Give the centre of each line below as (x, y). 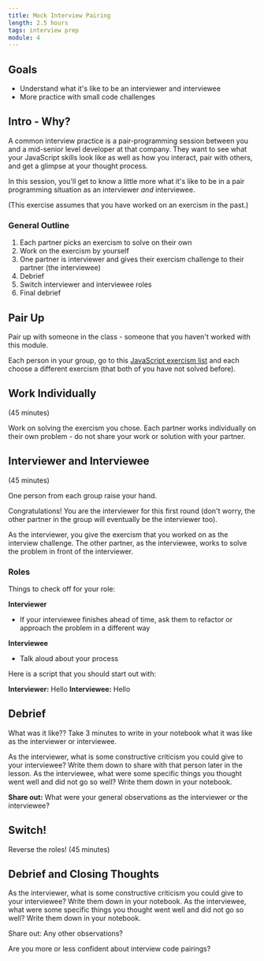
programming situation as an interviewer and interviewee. (102, 190)
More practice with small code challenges (87, 97)
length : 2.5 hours (38, 23)
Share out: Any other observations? (66, 933)
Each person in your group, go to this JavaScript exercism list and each (124, 360)
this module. (28, 345)
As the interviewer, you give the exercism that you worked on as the (118, 535)
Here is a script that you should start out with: (82, 674)
